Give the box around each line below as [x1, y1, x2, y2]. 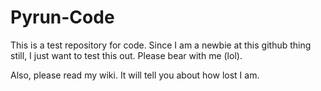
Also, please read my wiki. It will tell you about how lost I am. [10, 69, 260, 81]
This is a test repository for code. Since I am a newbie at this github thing [10, 39, 312, 51]
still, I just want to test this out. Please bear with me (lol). [10, 49, 243, 61]
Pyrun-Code [10, 6, 115, 29]
